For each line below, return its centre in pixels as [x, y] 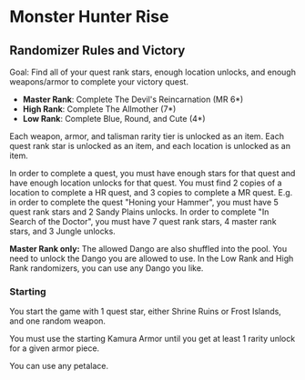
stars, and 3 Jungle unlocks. [62, 231]
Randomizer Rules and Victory [97, 50]
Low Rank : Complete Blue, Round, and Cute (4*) [114, 119]
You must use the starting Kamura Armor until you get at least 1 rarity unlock [152, 339]
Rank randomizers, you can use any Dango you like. [107, 268]
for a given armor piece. [55, 348]
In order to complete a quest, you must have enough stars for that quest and [152, 173]
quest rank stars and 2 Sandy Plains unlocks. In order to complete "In [139, 212]
